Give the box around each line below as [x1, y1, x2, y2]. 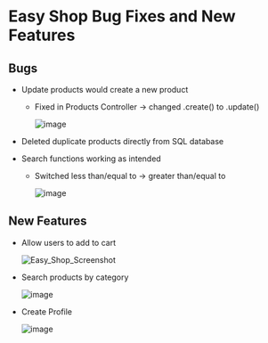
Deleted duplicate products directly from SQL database [20, 136, 224, 146]
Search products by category [20, 272, 129, 282]
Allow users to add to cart [20, 237, 117, 248]
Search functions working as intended [20, 153, 161, 164]
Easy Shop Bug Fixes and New [8, 6, 237, 27]
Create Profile [20, 306, 73, 317]
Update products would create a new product [20, 85, 189, 94]
